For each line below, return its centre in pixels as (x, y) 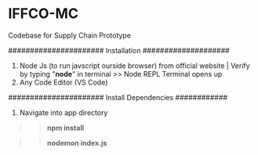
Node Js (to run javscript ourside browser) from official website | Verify (134, 65)
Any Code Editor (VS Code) (64, 82)
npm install (65, 128)
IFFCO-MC (43, 14)
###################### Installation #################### (119, 50)
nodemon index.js (77, 142)
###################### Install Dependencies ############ (118, 97)
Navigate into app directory (64, 112)
